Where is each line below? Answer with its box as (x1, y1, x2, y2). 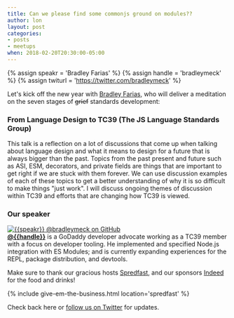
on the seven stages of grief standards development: (7, 97, 160, 105)
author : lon (7, 17, 42, 24)
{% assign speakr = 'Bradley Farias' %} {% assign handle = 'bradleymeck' (7, 68, 222, 77)
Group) (7, 124, 32, 133)
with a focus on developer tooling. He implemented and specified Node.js (7, 240, 219, 249)
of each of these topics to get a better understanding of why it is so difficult (7, 177, 226, 185)
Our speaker (7, 209, 50, 219)
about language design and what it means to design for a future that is (7, 147, 210, 155)
